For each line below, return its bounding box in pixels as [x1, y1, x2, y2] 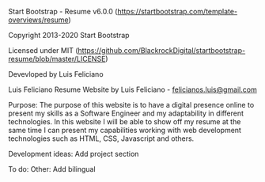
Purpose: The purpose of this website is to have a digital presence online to [8, 100, 255, 109]
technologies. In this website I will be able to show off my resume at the [8, 117, 241, 126]
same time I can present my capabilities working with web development [8, 126, 241, 135]
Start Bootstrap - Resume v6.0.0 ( [8, 7, 118, 16]
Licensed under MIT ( [8, 46, 78, 55]
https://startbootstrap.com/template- [117, 7, 238, 16]
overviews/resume [8, 15, 69, 25]
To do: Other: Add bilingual [8, 165, 97, 173]
